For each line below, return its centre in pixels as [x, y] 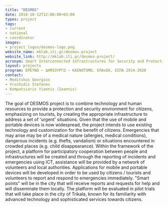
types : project [21, 19]
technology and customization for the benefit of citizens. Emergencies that [82, 130]
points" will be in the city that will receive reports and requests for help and [82, 183]
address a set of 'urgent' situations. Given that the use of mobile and [76, 119]
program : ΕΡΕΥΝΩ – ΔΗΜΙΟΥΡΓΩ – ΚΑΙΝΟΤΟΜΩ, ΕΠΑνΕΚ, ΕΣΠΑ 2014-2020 [76, 71]
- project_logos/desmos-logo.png [40, 47]
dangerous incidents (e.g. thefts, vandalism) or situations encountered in [80, 140]
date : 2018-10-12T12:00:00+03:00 [40, 15]
